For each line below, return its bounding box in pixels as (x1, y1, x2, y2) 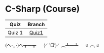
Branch (28, 21, 45, 28)
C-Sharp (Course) (5, 3, 80, 15)
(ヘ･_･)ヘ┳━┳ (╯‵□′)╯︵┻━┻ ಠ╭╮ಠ (5, 42, 99, 48)
